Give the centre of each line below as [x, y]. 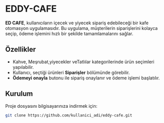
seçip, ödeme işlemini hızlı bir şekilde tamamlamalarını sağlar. [69, 33]
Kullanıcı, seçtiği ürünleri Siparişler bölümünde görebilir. [71, 72]
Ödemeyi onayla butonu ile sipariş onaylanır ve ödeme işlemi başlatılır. [86, 78]
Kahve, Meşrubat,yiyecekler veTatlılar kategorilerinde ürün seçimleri [83, 62]
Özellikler [21, 49]
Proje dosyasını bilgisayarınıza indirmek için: [51, 106]
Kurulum [19, 94]
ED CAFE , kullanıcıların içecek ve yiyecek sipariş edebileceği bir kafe [77, 23]
